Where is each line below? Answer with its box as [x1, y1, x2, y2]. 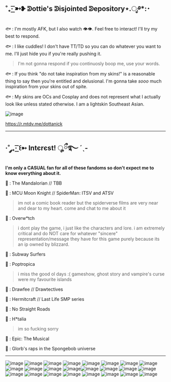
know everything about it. [5, 170, 61, 176]
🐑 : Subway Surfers [5, 251, 46, 257]
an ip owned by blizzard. [17, 241, 70, 247]
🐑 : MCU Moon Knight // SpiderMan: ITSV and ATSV [5, 190, 114, 196]
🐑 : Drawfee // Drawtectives [5, 286, 64, 292]
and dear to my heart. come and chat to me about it [17, 205, 126, 211]
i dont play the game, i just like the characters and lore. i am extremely [17, 225, 165, 231]
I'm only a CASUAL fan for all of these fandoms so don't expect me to [5, 165, 154, 171]
